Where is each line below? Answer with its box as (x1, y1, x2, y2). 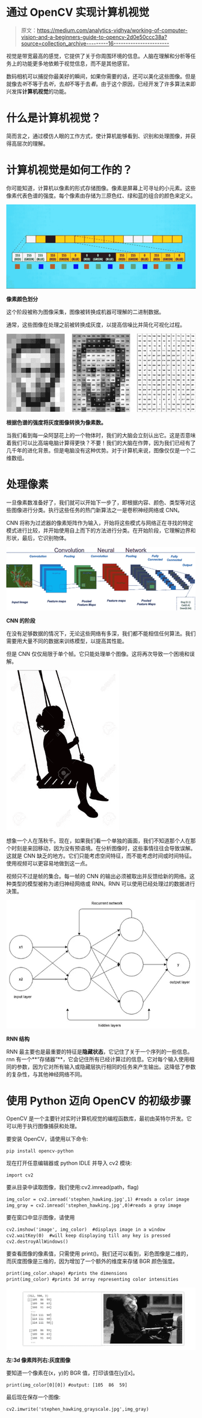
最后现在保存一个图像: (6, 1393, 61, 1400)
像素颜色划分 (6, 295, 38, 303)
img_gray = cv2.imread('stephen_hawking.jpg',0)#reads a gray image (6, 1202, 182, 1208)
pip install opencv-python (6, 1148, 74, 1154)
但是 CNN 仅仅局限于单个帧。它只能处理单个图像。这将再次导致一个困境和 (6, 650, 190, 657)
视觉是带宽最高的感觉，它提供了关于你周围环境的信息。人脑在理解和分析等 (6, 52, 191, 59)
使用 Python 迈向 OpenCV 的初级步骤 (6, 1094, 191, 1108)
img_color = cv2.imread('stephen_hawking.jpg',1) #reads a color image (6, 1196, 189, 1202)
